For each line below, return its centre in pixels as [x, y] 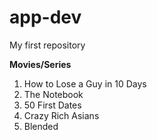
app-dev [45, 17]
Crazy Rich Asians [61, 115]
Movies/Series [40, 64]
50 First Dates [52, 105]
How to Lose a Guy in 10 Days [85, 83]
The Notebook [53, 94]
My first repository [47, 45]
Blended [41, 126]
